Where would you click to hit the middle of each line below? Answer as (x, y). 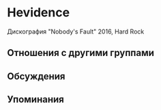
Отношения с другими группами (81, 53)
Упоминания (36, 99)
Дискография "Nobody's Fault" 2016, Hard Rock (76, 31)
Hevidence (39, 13)
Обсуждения (36, 76)
